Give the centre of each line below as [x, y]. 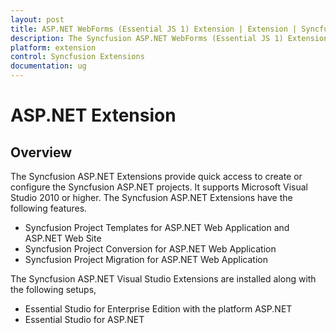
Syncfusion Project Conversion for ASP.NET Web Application [150, 249]
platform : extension [53, 47]
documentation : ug [48, 66]
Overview [41, 152]
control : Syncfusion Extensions [77, 57]
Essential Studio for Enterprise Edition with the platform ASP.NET [158, 309]
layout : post [37, 19]
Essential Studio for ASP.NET [84, 319]
